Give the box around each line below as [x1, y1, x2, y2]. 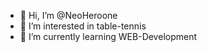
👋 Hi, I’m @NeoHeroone [19, 10, 118, 21]
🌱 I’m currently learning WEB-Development [19, 31, 198, 42]
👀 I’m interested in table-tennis [19, 20, 147, 32]
